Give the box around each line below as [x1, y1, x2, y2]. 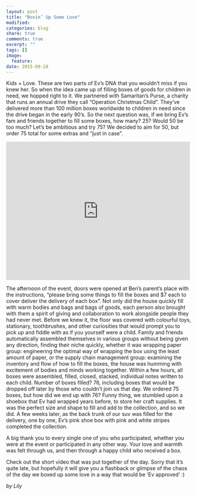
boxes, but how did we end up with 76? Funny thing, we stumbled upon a [6, 392, 183, 399]
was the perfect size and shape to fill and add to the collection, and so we [6, 404, 185, 411]
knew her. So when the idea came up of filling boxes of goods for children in [6, 86, 191, 93]
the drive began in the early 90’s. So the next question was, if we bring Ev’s [6, 111, 189, 118]
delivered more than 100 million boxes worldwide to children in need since [6, 105, 186, 112]
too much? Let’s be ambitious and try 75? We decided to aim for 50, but [6, 123, 179, 131]
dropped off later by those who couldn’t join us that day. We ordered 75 [6, 385, 179, 393]
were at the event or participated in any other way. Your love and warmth [6, 441, 183, 448]
